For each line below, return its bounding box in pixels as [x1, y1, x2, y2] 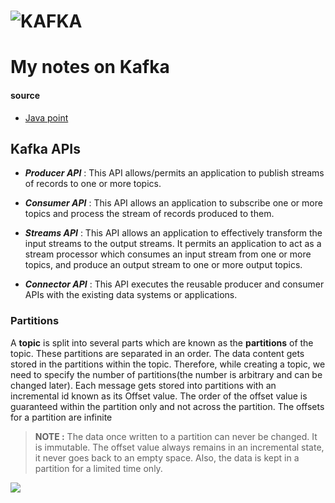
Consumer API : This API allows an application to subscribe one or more [24, 197, 323, 209]
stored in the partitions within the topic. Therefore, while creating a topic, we [10, 358, 326, 370]
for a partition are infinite [10, 411, 113, 423]
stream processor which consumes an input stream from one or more [24, 248, 312, 260]
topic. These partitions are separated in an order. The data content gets [10, 347, 305, 359]
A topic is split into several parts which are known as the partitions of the [10, 336, 314, 349]
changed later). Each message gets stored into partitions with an [10, 379, 277, 391]
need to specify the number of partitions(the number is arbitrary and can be [10, 368, 323, 380]
